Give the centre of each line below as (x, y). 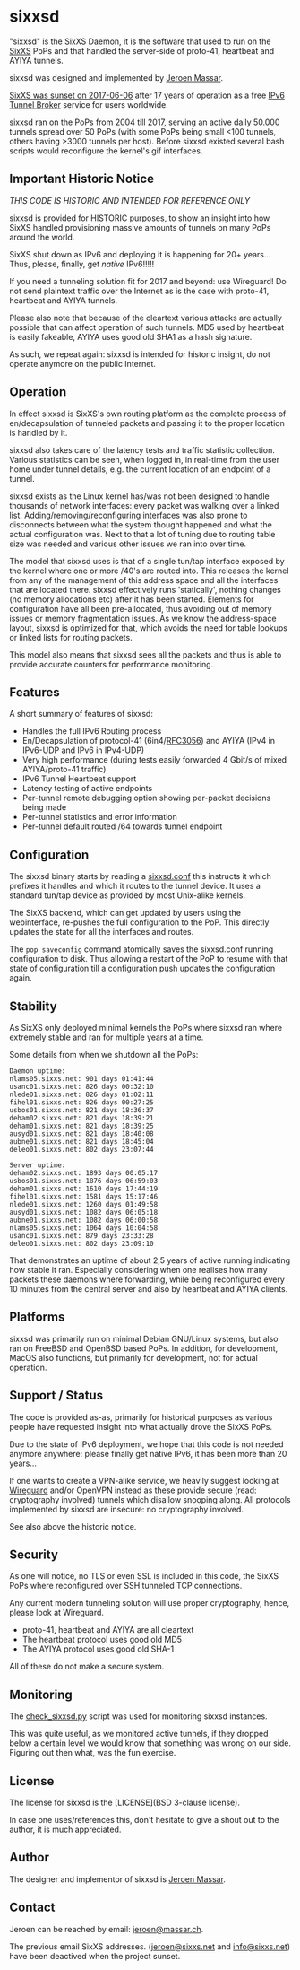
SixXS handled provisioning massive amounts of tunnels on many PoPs (140, 227)
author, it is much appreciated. (65, 1830)
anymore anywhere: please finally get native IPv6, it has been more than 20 (148, 1453)
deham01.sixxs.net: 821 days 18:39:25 (81, 1126)
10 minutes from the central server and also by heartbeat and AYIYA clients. (149, 1289)
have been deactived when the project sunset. (95, 1956)
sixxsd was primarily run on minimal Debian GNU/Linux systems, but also (144, 1338)
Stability (33, 1006)
